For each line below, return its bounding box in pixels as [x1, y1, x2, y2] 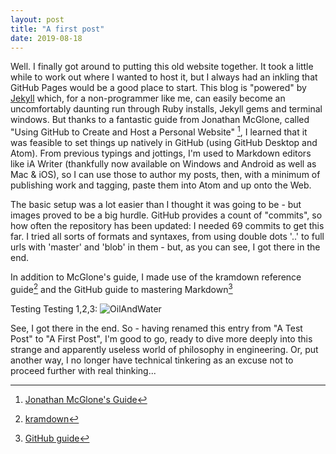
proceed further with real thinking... [10, 364, 157, 376]
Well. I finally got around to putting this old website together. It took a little [10, 61, 314, 73]
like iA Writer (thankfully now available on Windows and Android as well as [10, 158, 317, 170]
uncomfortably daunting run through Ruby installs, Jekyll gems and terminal [10, 103, 323, 115]
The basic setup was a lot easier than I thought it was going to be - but [10, 199, 302, 211]
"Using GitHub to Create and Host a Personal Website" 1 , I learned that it [10, 124, 308, 138]
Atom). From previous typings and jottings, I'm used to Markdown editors [10, 147, 312, 160]
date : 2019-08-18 [10, 33, 83, 43]
